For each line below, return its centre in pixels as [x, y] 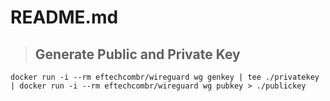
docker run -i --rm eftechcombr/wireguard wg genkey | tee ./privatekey [165, 77]
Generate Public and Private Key [137, 54]
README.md [64, 17]
